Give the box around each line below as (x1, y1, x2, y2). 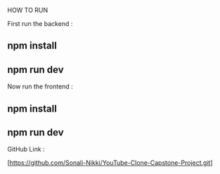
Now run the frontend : (7, 82, 74, 91)
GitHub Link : (7, 145, 45, 154)
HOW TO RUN (7, 6, 48, 14)
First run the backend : (7, 20, 73, 27)
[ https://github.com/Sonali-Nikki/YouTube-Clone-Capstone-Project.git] (7, 159, 213, 167)
